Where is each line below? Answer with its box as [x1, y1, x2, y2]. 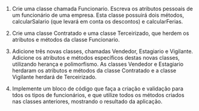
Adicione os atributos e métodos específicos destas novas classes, [11, 54, 180, 61]
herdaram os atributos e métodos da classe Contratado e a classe [11, 67, 177, 74]
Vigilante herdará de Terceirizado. [11, 74, 97, 80]
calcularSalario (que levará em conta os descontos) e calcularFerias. [11, 18, 183, 25]
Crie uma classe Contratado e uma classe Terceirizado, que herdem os [11, 30, 189, 37]
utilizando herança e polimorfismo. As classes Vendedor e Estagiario [11, 60, 184, 68]
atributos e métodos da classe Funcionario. [11, 36, 120, 43]
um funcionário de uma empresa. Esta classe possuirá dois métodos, [11, 11, 184, 19]
